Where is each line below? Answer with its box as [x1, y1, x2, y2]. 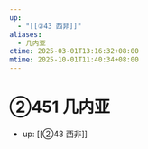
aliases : [9, 30, 42, 39]
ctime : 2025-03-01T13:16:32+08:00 [9, 47, 140, 56]
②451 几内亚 [9, 97, 110, 117]
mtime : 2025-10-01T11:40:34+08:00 [9, 55, 140, 64]
